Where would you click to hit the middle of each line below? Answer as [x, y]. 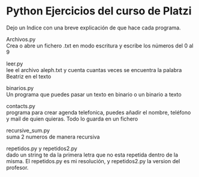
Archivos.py [21, 39]
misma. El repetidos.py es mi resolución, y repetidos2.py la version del [93, 161]
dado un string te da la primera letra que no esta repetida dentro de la [92, 155]
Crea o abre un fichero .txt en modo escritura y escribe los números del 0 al [100, 46]
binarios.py [20, 88]
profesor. [17, 167]
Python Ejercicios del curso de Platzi [99, 11]
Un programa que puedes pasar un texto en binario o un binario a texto [94, 94]
